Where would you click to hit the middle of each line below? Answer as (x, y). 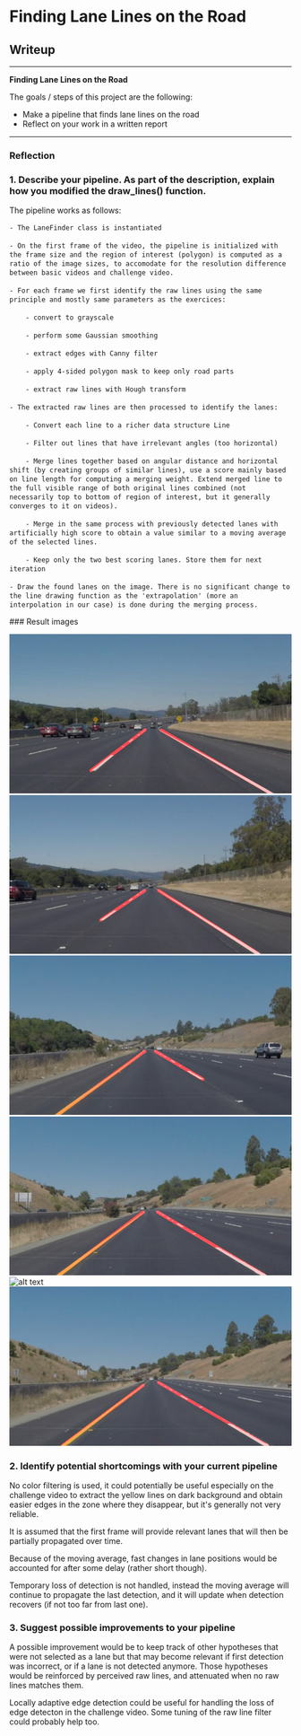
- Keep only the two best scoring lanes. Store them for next (144, 560)
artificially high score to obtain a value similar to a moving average (148, 533)
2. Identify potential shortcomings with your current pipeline (143, 1466)
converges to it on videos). (64, 506)
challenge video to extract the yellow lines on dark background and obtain (146, 1495)
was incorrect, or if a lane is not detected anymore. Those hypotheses (139, 1666)
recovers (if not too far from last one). (79, 1605)
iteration (28, 569)
